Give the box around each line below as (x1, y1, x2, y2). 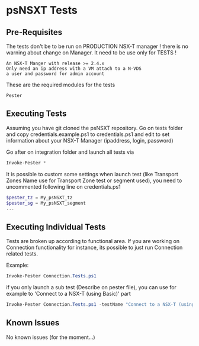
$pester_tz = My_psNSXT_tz (6, 195, 73, 201)
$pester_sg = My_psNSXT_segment (6, 200, 86, 206)
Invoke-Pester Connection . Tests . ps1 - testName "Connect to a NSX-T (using (6, 302, 195, 308)
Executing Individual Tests (6, 222, 106, 232)
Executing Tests (6, 109, 67, 119)
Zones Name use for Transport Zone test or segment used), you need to (6, 177, 182, 184)
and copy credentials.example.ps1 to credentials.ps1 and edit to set (6, 131, 170, 138)
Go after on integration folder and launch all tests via (6, 148, 134, 156)
